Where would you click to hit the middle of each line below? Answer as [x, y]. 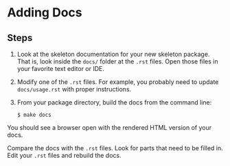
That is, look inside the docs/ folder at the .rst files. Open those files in [117, 61]
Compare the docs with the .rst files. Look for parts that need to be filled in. [115, 148]
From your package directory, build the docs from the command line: [114, 102]
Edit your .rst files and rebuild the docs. [64, 155]
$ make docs [34, 115]
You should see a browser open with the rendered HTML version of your [109, 127]
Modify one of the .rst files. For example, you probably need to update [118, 82]
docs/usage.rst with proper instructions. [74, 89]
